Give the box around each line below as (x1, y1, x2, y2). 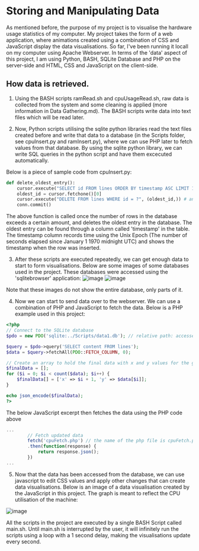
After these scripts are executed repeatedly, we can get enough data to (14, 256, 189, 263)
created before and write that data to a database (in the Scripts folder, (14, 131, 185, 138)
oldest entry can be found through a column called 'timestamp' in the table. (6, 225, 190, 232)
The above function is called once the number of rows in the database (6, 213, 178, 220)
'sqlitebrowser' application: (14, 275, 81, 282)
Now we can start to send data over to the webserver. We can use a (14, 298, 181, 305)
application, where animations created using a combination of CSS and (6, 36, 179, 43)
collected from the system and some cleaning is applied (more (14, 101, 168, 108)
